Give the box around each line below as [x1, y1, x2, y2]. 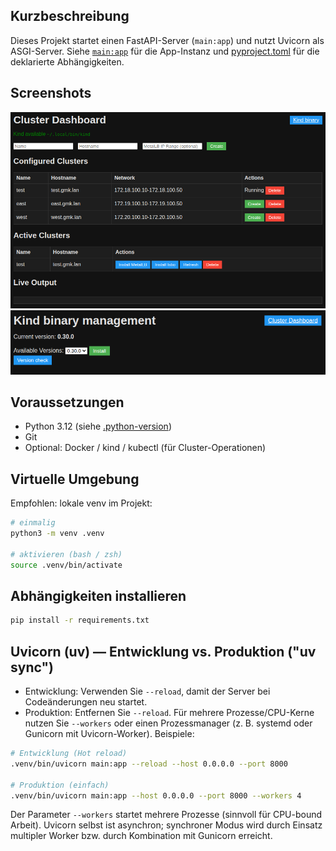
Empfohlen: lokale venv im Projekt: [10, 497, 153, 509]
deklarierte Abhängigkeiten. [10, 55, 125, 68]
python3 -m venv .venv [10, 529, 105, 539]
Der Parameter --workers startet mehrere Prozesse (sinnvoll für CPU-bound [10, 809, 323, 821]
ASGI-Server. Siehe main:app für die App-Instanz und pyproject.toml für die [10, 45, 320, 57]
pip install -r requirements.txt [10, 615, 150, 626]
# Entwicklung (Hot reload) [10, 749, 128, 759]
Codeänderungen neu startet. [24, 696, 148, 708]
